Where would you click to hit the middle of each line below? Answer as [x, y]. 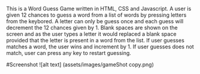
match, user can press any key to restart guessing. [69, 53]
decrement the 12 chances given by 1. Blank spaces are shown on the [92, 27]
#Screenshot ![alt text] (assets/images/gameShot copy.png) [80, 64]
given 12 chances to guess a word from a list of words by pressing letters [96, 15]
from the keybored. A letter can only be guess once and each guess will [95, 21]
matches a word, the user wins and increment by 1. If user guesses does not [100, 47]
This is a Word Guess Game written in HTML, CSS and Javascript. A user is [99, 9]
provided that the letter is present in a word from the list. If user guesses [95, 40]
